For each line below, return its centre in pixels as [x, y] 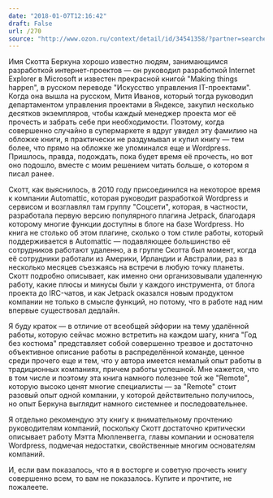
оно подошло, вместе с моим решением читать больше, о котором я [129, 165]
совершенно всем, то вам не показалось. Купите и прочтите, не [120, 479]
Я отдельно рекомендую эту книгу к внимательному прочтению [121, 420]
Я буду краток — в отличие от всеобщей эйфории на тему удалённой [129, 327]
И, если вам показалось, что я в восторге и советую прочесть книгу [128, 470]
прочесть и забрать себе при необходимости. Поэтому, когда [117, 122]
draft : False [30, 24]
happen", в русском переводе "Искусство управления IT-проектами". [130, 88]
